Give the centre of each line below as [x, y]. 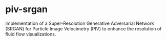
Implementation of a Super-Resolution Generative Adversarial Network [80, 23]
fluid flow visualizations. [31, 34]
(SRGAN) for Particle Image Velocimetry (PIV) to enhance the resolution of [83, 28]
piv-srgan [26, 9]
